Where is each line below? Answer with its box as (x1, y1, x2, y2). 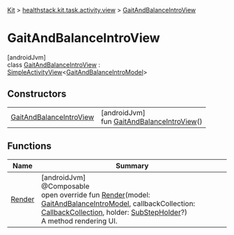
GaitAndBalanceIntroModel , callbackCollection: (41, 198, 196, 208)
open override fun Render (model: (41, 190, 150, 200)
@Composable (41, 181, 90, 191)
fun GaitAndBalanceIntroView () (100, 116, 203, 126)
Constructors (7, 88, 67, 100)
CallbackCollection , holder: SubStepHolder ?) (41, 207, 188, 217)
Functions (7, 140, 52, 152)
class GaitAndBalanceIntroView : (7, 60, 101, 69)
